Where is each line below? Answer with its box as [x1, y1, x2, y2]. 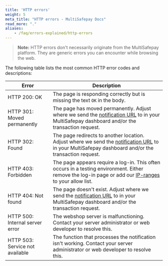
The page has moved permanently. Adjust [52, 105, 151, 112]
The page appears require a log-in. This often [52, 159, 160, 166]
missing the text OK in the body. [52, 97, 126, 103]
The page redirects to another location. [52, 132, 144, 139]
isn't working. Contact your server [52, 240, 133, 246]
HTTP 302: [7, 139, 34, 145]
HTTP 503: [7, 237, 34, 243]
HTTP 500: [7, 213, 34, 220]
